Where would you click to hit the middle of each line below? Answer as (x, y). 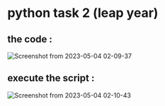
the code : (30, 39)
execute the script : (51, 78)
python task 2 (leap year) (83, 13)
